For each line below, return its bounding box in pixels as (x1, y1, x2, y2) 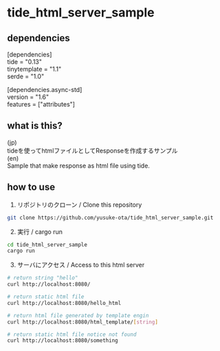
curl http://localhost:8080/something (7, 337, 118, 344)
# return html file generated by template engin (7, 312, 149, 319)
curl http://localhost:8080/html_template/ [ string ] (7, 318, 158, 326)
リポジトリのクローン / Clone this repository (16, 201, 142, 209)
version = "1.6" (7, 93, 49, 101)
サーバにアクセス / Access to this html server (16, 261, 145, 269)
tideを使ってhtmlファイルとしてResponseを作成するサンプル (7, 146, 178, 155)
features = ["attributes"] (7, 100, 76, 108)
